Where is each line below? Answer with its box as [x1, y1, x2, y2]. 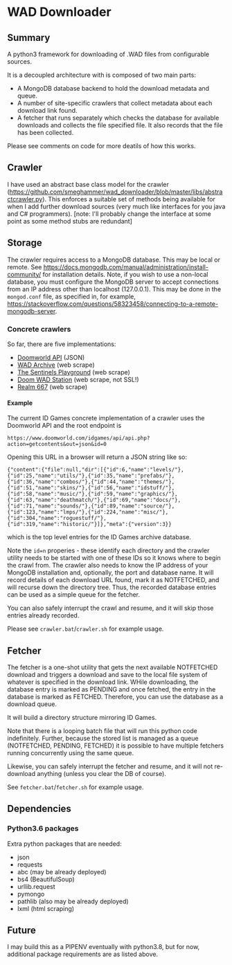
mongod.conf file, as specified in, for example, [7, 292, 136, 300]
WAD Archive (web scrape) [17, 361, 95, 369]
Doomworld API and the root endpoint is [7, 422, 122, 430]
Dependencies [7, 803, 71, 815]
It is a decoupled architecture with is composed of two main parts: [7, 71, 196, 79]
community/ [7, 270, 42, 278]
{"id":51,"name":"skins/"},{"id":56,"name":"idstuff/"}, [7, 485, 175, 491]
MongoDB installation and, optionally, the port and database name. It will [7, 568, 214, 577]
